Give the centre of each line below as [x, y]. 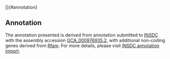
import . [13, 51]
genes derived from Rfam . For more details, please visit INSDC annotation [82, 45]
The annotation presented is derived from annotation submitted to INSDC [82, 35]
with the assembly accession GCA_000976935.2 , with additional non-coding [85, 40]
